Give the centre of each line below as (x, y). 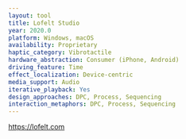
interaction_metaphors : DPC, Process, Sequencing (92, 104)
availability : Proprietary (53, 45)
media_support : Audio (44, 82)
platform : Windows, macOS (51, 38)
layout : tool (30, 15)
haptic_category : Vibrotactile (60, 52)
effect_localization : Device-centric (71, 75)
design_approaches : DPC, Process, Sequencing (85, 97)
